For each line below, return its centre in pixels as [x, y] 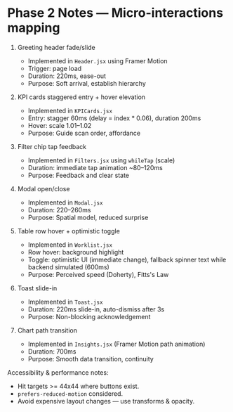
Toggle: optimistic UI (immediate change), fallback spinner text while [127, 259]
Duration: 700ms [52, 351]
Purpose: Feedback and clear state [79, 175]
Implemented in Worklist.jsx [70, 245]
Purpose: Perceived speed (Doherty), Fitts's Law [98, 274]
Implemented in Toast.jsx [65, 302]
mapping [34, 28]
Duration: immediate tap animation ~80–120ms [95, 167]
